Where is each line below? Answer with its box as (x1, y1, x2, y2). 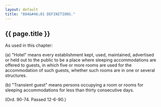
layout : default (5, 7, 38, 12)
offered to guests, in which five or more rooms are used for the (5, 62, 132, 68)
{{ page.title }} (5, 30, 50, 38)
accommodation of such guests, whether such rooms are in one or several (5, 68, 155, 73)
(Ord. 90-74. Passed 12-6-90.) (5, 97, 67, 103)
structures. (5, 72, 27, 78)
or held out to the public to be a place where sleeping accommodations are (5, 57, 157, 63)
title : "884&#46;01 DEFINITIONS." (5, 12, 76, 17)
